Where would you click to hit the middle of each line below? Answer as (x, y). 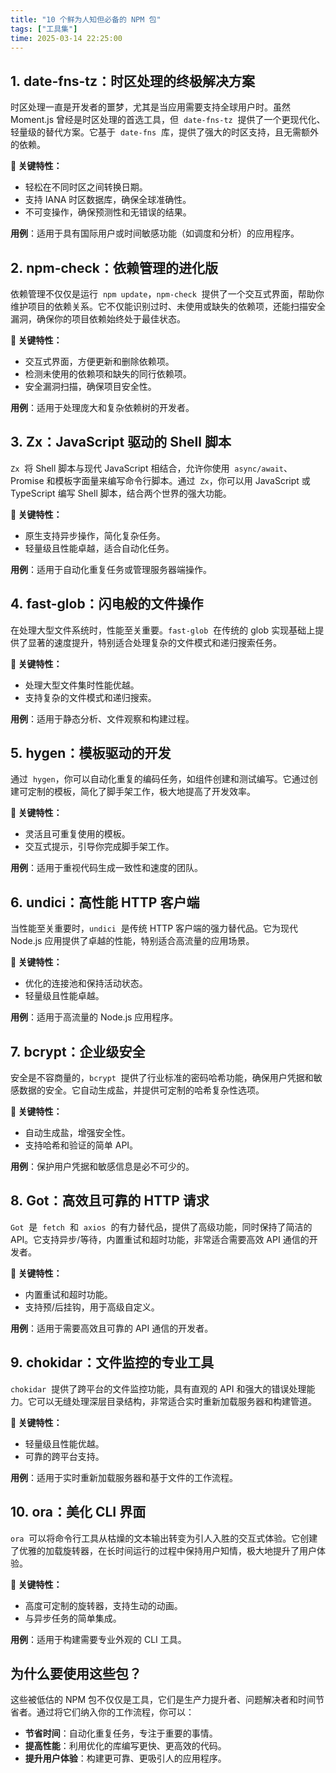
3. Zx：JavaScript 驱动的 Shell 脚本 (121, 442)
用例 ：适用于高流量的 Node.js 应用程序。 (94, 1017)
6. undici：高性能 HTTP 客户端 (105, 902)
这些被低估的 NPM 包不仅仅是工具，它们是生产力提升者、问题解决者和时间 (163, 1700)
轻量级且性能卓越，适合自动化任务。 (99, 548)
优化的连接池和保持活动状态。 (86, 983)
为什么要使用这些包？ (76, 1673)
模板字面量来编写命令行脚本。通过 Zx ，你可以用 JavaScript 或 (182, 480)
